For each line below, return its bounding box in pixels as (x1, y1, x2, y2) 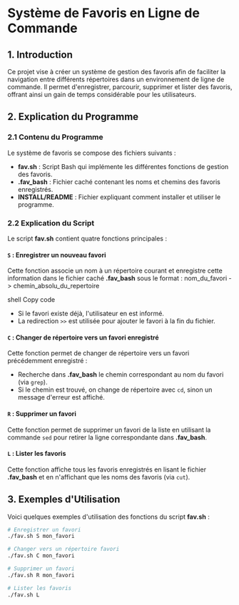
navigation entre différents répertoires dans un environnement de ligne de (7, 75, 225, 83)
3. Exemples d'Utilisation (7, 494, 121, 506)
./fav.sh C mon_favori (7, 552, 75, 559)
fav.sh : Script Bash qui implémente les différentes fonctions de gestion (17, 162, 229, 171)
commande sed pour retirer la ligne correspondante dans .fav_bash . (7, 433, 208, 442)
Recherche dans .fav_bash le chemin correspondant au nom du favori (17, 370, 224, 379)
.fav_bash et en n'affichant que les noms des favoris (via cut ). (7, 472, 190, 481)
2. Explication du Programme (7, 111, 139, 123)
